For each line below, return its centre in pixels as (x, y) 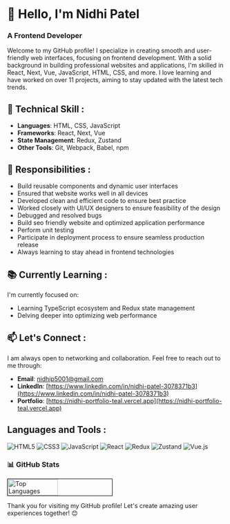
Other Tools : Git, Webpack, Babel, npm (73, 148)
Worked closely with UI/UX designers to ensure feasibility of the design (119, 208)
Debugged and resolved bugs (59, 215)
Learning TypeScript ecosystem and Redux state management (106, 308)
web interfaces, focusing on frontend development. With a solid (121, 58)
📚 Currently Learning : (57, 274)
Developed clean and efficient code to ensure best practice (102, 201)
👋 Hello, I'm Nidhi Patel (74, 14)
